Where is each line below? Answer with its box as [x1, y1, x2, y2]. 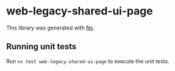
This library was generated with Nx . [6, 24, 95, 31]
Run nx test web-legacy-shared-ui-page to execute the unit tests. [6, 57, 170, 64]
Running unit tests [6, 42, 77, 52]
